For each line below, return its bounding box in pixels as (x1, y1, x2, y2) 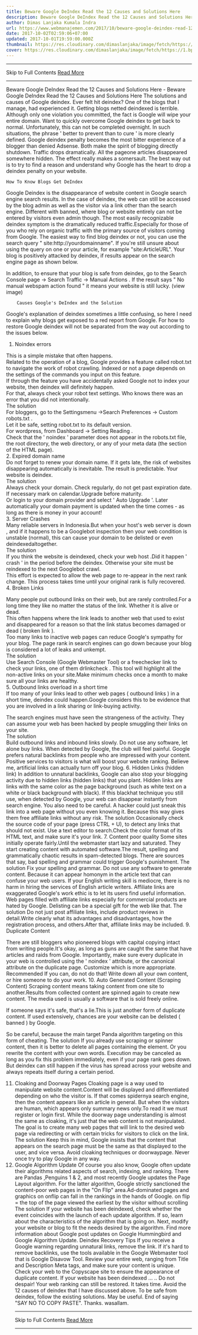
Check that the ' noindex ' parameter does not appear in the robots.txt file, (6, 434, 187, 441)
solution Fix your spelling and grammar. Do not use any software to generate (6, 864, 192, 871)
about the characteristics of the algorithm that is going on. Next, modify (14, 1217, 189, 1225)
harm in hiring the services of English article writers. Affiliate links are (6, 883, 175, 890)
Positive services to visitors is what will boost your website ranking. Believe (6, 757, 189, 765)
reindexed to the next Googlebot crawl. (6, 565, 101, 572)
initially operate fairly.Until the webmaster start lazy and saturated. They (6, 839, 181, 846)
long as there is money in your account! (6, 509, 102, 516)
